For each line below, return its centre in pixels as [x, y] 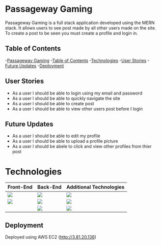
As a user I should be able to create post [53, 103]
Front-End [20, 187]
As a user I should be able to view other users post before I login [78, 109]
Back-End [49, 187]
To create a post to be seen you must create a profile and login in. [72, 33]
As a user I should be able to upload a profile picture [65, 141]
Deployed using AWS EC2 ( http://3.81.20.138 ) [51, 237]
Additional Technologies [95, 187]
